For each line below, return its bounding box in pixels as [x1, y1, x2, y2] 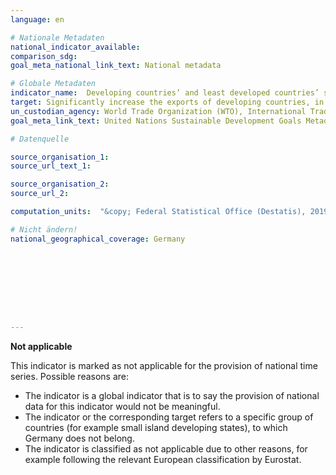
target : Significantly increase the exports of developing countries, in [10, 97, 325, 107]
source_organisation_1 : [10, 152, 110, 162]
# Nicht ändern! [10, 224, 78, 235]
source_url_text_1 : [10, 161, 92, 171]
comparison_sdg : [10, 51, 78, 61]
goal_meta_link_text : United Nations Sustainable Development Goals [10, 116, 302, 126]
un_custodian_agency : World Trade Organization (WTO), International [10, 106, 307, 116]
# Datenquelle [10, 134, 70, 144]
